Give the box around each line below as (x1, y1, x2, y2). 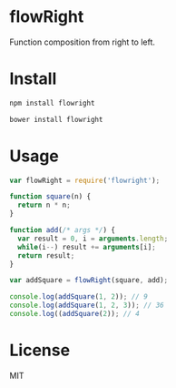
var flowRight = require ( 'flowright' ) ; (9, 176, 161, 185)
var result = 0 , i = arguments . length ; (17, 234, 169, 243)
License (9, 340, 71, 361)
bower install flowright (9, 115, 103, 124)
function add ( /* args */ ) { (9, 226, 116, 235)
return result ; (17, 250, 75, 260)
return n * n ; (17, 200, 71, 210)
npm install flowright (9, 98, 95, 107)
